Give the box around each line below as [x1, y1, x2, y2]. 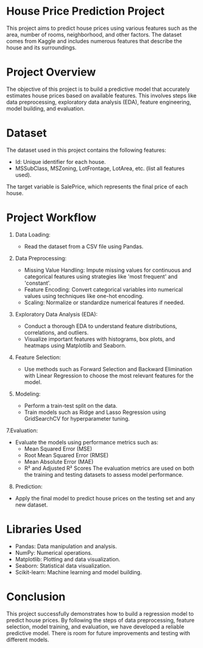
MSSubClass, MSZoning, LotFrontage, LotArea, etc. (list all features [15, 165, 185, 172]
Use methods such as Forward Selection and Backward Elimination [24, 365, 193, 372]
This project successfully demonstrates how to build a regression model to [6, 610, 194, 617]
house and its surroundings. [6, 44, 77, 51]
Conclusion [6, 589, 66, 603]
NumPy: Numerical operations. [15, 549, 93, 556]
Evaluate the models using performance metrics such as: [15, 438, 158, 446]
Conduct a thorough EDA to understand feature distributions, [24, 322, 177, 330]
